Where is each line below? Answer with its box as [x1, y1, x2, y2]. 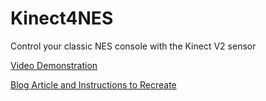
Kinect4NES [10, 7, 114, 30]
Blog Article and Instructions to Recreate [10, 78, 177, 91]
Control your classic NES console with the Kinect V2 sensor [10, 40, 257, 52]
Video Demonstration [10, 59, 98, 71]
